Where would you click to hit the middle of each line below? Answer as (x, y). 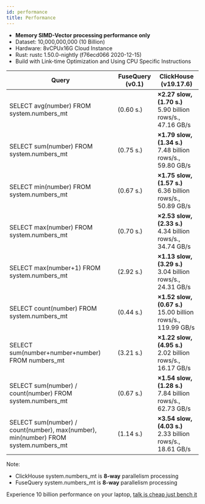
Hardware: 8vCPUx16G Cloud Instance (64, 48)
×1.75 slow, (175, 175)
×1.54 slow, (175, 378)
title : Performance (31, 18)
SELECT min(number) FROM (50, 187)
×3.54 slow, (175, 418)
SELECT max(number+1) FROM (55, 268)
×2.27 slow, (175, 94)
